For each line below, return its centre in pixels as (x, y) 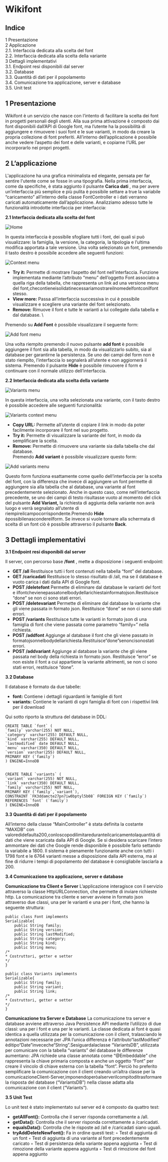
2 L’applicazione (31, 163)
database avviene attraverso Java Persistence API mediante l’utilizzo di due (83, 1024)
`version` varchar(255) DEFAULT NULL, (46, 752)
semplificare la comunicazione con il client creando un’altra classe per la (80, 1072)
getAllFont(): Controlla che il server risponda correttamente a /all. (80, 1117)
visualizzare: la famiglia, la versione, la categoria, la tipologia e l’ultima (77, 242)
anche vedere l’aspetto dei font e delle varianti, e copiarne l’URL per (75, 142)
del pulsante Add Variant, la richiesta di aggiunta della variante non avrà (80, 502)
